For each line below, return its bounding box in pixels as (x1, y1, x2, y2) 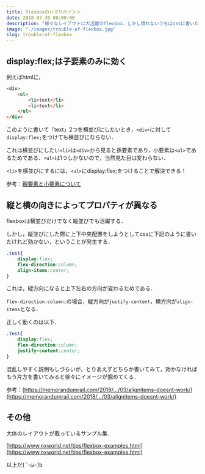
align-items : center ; (17, 267, 70, 273)
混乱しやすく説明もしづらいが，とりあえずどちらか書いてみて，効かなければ (6, 365, 198, 372)
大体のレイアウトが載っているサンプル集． (6, 429, 113, 437)
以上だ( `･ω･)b (6, 461, 43, 468)
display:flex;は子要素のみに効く (6, 56, 127, 66)
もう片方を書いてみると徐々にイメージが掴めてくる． (6, 373, 140, 380)
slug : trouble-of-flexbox (6, 32, 72, 38)
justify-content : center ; (17, 348, 81, 354)
